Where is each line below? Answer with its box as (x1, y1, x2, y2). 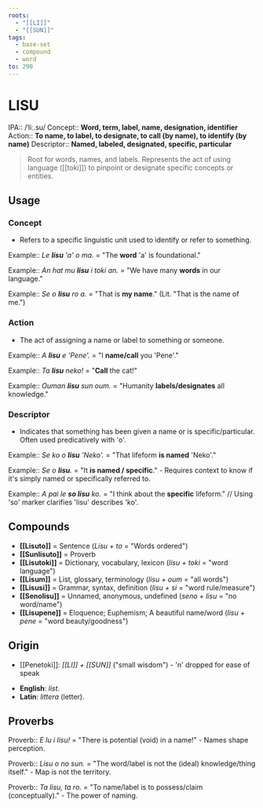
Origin (8, 639, 39, 652)
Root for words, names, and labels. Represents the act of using (27, 154, 232, 163)
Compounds (8, 520, 70, 534)
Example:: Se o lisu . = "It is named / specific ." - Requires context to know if (8, 465, 254, 475)
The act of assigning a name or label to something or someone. (19, 335, 225, 344)
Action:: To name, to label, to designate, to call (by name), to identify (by (8, 130, 247, 140)
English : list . (19, 683, 60, 692)
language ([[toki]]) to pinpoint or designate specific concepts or (27, 163, 234, 172)
